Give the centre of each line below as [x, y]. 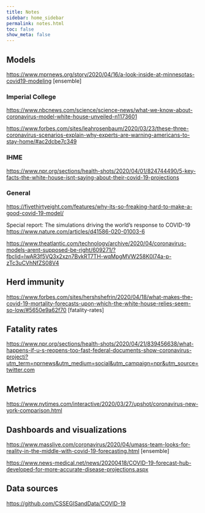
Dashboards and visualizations [67, 430]
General [18, 193]
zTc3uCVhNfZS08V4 [33, 263]
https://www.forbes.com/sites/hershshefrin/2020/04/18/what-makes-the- [100, 297]
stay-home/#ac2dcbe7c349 [42, 142]
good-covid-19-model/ [35, 213]
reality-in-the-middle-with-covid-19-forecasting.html [73, 451]
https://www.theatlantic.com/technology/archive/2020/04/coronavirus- [96, 243]
